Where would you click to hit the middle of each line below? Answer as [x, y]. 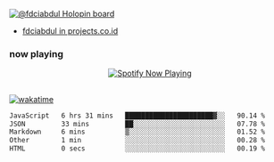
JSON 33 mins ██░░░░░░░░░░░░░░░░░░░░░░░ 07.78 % [137, 124]
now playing [37, 53]
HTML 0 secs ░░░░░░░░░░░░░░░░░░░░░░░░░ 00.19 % [137, 149]
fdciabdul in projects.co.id [70, 31]
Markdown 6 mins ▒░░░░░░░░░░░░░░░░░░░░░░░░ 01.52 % [137, 132]
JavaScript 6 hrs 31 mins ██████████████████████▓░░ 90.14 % [137, 116]
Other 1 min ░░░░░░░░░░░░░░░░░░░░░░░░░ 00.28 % [137, 141]
